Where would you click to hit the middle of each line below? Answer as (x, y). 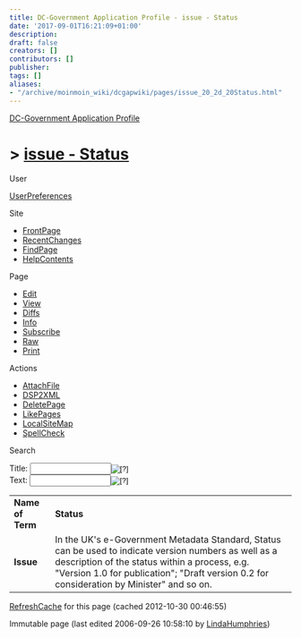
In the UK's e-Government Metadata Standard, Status (168, 540)
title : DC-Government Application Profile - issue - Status (124, 17)
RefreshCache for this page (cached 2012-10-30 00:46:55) (118, 607)
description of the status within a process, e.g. (152, 562)
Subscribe (41, 332)
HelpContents (47, 259)
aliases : (26, 84)
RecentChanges (52, 240)
